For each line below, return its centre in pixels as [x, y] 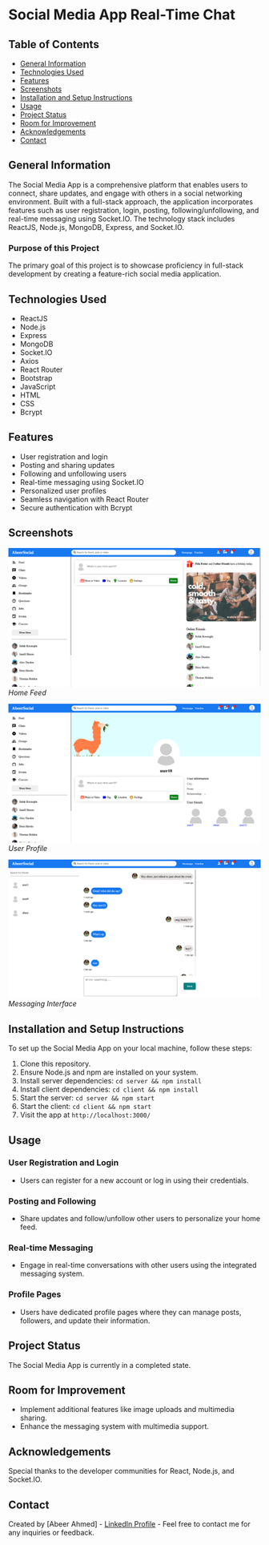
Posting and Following [52, 1201]
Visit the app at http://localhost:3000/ [85, 1115]
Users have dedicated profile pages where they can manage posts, [130, 1312]
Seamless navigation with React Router [84, 499]
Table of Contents [54, 44]
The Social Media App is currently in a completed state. [100, 1365]
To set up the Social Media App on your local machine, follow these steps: [130, 1048]
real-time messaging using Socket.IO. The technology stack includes [122, 219]
